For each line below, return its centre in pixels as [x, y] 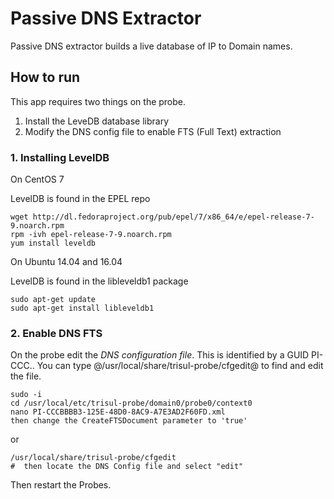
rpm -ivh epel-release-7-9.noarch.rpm [91, 235]
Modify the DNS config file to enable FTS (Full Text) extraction [153, 131]
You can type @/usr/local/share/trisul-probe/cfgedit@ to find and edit [180, 366]
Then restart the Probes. [61, 485]
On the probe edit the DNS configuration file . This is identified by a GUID [160, 355]
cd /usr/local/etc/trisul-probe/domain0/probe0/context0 [131, 403]
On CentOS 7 [37, 179]
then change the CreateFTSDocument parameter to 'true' [129, 421]
